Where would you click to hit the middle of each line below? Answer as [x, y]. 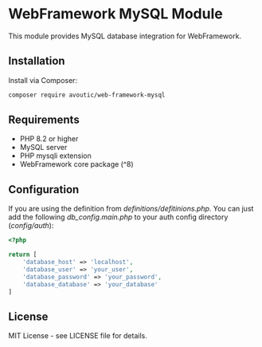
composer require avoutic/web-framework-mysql [87, 95]
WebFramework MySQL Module [115, 14]
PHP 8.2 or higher [49, 139]
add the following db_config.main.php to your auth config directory [118, 217]
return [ [23, 255]
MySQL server [43, 148]
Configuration [44, 189]
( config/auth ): [31, 226]
